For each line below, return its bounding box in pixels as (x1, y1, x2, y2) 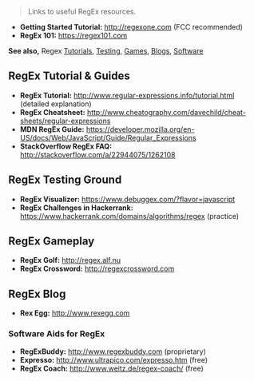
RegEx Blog (8, 287, 66, 300)
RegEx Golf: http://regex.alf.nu (19, 256, 121, 265)
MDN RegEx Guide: (19, 124, 85, 134)
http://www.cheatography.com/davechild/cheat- (86, 107, 246, 117)
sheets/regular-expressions (19, 116, 111, 125)
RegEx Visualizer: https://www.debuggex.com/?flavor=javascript (19, 194, 236, 204)
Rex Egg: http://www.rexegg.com (19, 308, 130, 318)
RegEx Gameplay (8, 235, 95, 248)
